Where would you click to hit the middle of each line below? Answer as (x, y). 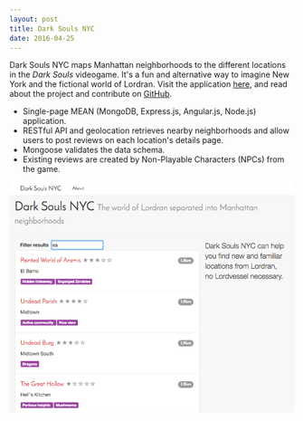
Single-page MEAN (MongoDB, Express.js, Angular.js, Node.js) (139, 111)
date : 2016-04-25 (42, 38)
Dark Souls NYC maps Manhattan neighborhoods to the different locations (148, 65)
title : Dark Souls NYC (52, 29)
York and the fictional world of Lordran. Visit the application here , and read (148, 84)
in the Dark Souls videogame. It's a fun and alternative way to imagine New (149, 75)
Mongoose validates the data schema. (94, 150)
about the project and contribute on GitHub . (91, 94)
